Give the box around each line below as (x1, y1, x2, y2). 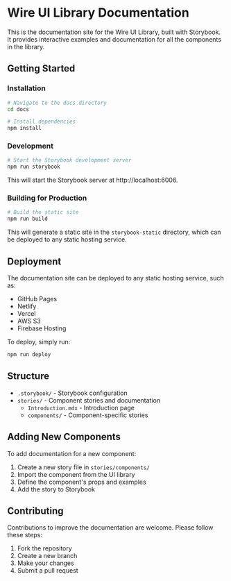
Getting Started (7, 62, 76, 74)
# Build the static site (7, 209, 79, 216)
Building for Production (7, 193, 87, 203)
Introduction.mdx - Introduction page (27, 403, 135, 412)
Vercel (17, 310, 36, 318)
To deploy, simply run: (7, 338, 71, 346)
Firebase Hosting (17, 324, 67, 332)
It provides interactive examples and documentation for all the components (7, 35, 222, 43)
